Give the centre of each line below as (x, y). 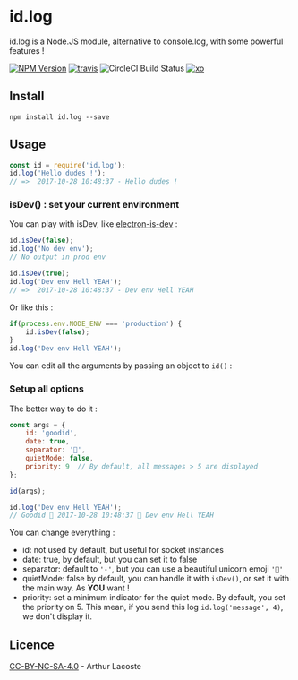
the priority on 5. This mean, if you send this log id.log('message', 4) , (153, 607)
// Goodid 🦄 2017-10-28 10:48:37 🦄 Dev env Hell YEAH (112, 516)
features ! (27, 50)
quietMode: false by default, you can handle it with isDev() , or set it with (156, 579)
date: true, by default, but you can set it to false (110, 559)
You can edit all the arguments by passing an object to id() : (121, 366)
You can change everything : (62, 533)
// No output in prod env (57, 257)
